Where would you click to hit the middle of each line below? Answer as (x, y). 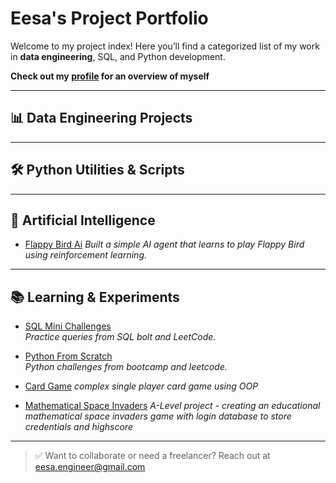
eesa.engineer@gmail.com (90, 467)
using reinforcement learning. (86, 255)
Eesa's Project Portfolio (109, 18)
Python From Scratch (68, 356)
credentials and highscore (78, 427)
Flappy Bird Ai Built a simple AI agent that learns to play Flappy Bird (164, 244)
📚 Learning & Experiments (95, 297)
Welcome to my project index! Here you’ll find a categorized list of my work (165, 46)
